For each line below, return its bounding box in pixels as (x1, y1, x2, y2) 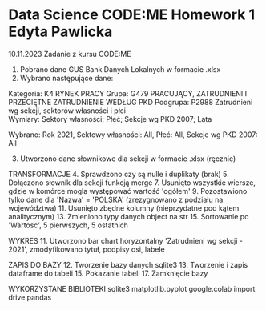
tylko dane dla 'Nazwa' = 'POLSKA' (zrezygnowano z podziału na (8, 195, 224, 204)
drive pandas (8, 292, 52, 302)
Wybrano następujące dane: (19, 73, 114, 83)
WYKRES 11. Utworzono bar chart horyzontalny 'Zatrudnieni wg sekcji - (8, 236, 243, 245)
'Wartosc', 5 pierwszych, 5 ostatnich (8, 220, 128, 230)
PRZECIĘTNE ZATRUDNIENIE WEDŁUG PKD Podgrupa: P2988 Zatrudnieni (8, 97, 253, 107)
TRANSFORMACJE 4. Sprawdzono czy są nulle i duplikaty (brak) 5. (8, 169, 230, 179)
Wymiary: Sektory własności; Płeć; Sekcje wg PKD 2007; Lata (8, 114, 212, 123)
